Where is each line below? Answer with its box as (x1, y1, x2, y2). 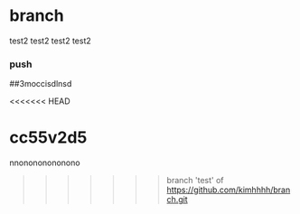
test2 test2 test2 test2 (9, 35, 92, 46)
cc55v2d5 (9, 127, 88, 148)
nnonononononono (9, 157, 80, 168)
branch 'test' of (166, 175, 224, 186)
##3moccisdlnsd (9, 79, 72, 89)
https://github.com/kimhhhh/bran (166, 184, 291, 195)
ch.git (166, 194, 188, 205)
